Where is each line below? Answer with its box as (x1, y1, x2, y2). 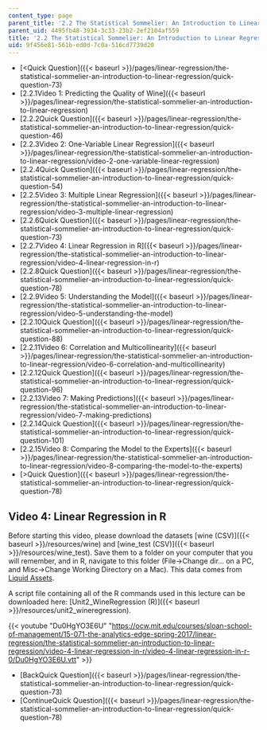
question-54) (19, 182, 64, 191)
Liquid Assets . (8, 573, 55, 583)
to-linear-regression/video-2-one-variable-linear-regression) (19, 156, 220, 166)
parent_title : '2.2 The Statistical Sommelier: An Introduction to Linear (8, 19, 261, 27)
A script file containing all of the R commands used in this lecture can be (8, 588, 246, 598)
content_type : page (8, 11, 73, 20)
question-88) (19, 334, 64, 343)
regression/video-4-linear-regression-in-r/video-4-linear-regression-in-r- (8, 646, 250, 656)
